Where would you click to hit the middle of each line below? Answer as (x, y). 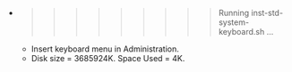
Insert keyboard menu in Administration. (105, 49)
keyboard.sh (241, 32)
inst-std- (267, 13)
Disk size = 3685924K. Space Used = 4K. (108, 58)
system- (233, 22)
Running (234, 13)
